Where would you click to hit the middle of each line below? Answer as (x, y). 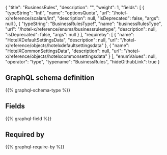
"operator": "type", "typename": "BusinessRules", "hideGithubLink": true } (83, 62)
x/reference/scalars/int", (31, 18)
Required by (25, 135)
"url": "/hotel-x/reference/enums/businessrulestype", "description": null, (81, 29)
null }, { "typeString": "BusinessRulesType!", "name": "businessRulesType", (83, 24)
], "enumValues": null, (134, 56)
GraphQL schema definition (50, 78)
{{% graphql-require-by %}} (35, 147)
